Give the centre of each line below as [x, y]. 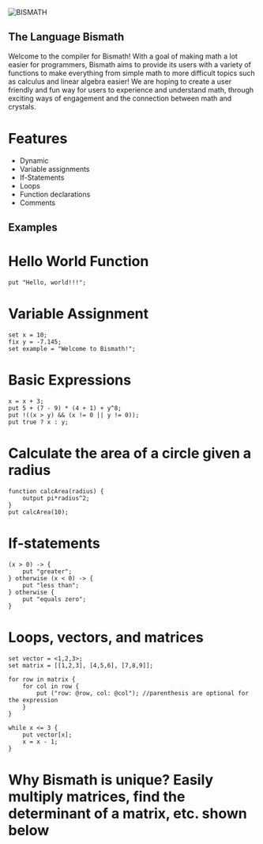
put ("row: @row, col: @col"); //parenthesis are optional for [143, 693]
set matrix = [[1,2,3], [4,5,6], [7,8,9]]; [81, 665]
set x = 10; [28, 335]
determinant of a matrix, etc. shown [128, 814]
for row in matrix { [42, 679]
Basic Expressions [70, 380]
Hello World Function [79, 262]
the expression [33, 700]
